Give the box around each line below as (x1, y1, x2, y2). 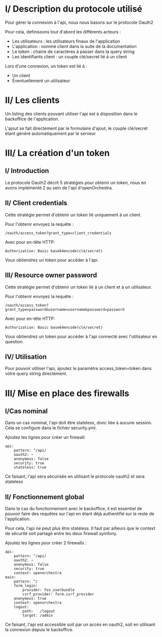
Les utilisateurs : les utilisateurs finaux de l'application (12, 38, 120, 44)
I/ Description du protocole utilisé (5, 3, 143, 15)
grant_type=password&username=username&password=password (5, 307, 125, 312)
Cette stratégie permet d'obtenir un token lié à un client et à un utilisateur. (5, 284, 152, 290)
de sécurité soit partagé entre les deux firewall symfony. (5, 531, 118, 536)
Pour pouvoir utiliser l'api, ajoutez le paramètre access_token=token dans (5, 366, 152, 371)
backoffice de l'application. (5, 116, 60, 122)
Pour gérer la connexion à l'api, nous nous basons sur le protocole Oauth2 (5, 19, 154, 25)
